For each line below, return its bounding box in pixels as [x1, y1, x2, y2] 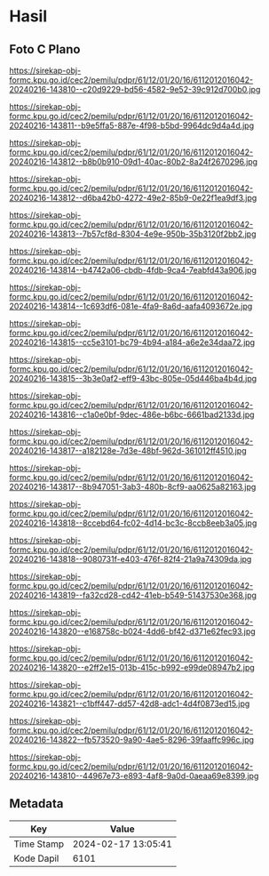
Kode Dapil [13, 852, 59, 864]
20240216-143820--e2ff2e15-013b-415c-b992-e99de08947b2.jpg [9, 663, 255, 672]
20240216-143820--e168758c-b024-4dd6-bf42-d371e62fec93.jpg [9, 626, 256, 637]
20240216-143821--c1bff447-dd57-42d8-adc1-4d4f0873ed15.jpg [9, 698, 250, 709]
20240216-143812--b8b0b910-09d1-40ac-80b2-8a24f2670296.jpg [9, 157, 258, 166]
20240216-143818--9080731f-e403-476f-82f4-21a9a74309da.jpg [9, 554, 252, 564]
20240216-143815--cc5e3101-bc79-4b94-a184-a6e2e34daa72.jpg [9, 337, 256, 348]
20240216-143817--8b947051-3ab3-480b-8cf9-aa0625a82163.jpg [9, 482, 257, 492]
